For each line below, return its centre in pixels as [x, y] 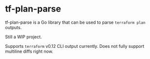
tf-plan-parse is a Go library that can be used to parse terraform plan [75, 22]
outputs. [13, 27]
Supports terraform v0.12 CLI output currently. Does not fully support [75, 46]
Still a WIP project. [24, 37]
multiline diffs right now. [29, 51]
